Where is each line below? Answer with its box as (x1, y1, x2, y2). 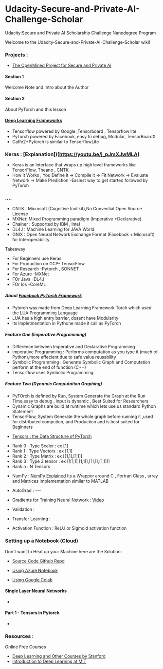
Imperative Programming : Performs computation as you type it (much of (12, 349, 158, 355)
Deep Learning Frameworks (5, 118, 62, 124)
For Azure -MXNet (12, 271, 49, 277)
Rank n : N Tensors (12, 464, 50, 470)
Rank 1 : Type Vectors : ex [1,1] (12, 448, 73, 454)
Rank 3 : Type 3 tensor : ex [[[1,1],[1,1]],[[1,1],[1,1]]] (12, 458, 110, 464)
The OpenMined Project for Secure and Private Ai (12, 62, 111, 69)
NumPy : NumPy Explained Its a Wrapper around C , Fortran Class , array (12, 473, 158, 479)
